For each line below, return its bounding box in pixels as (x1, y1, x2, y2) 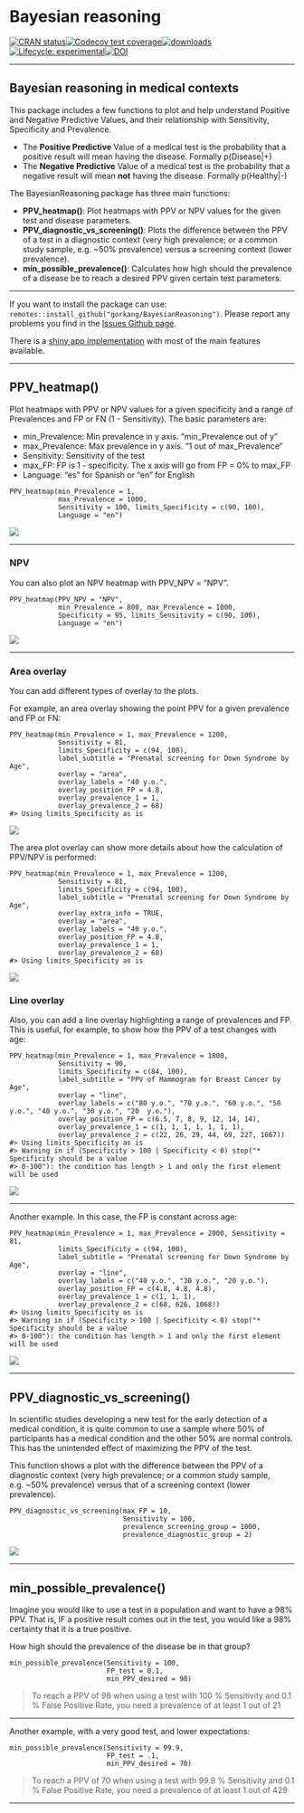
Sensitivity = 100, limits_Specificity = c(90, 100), (57, 502, 265, 512)
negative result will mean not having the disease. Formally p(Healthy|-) (22, 170, 288, 181)
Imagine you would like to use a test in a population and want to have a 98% (9, 1604, 293, 1616)
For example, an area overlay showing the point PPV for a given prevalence (9, 703, 290, 714)
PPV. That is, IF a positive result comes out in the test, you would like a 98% (9, 1614, 292, 1625)
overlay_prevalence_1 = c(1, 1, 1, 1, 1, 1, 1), (57, 1123, 245, 1132)
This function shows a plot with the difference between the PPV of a (9, 1460, 264, 1471)
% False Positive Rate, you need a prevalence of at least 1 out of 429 (31, 1785, 288, 1796)
